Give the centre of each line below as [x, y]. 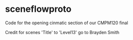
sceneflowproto [38, 9]
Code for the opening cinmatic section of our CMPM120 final [66, 23]
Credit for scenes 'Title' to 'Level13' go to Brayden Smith [62, 32]
